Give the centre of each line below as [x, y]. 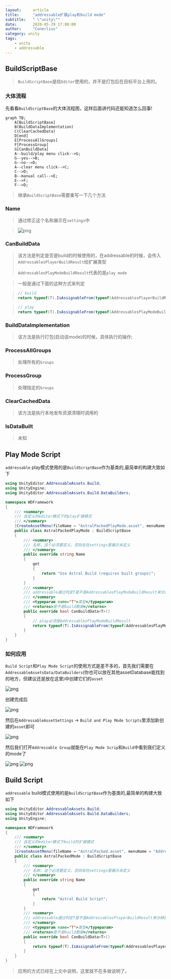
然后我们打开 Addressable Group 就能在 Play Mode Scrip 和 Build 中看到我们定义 [85, 747]
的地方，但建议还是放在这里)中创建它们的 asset [54, 679]
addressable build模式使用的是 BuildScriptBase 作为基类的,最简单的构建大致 [84, 793]
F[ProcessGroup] [32, 145]
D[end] [21, 136]
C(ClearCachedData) [35, 131]
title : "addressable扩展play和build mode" [55, 15]
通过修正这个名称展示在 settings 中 [54, 221]
